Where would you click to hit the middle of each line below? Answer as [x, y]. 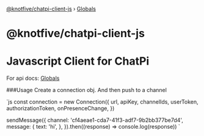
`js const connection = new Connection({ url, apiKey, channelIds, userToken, [102, 102]
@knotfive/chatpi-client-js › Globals [51, 9]
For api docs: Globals [33, 78]
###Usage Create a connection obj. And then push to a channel [86, 90]
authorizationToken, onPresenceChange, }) [60, 109]
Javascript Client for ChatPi [78, 61]
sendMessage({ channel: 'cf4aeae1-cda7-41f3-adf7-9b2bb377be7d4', [95, 120]
